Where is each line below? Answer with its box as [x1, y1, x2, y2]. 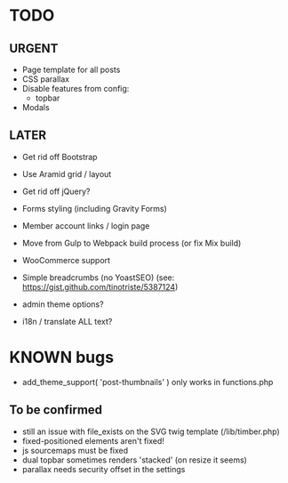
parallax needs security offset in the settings [21, 463, 186, 474]
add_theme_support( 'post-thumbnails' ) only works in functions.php [21, 376, 274, 387]
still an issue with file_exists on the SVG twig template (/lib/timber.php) [21, 426, 280, 437]
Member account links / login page [21, 220, 150, 231]
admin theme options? [21, 299, 104, 310]
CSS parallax [21, 74, 69, 85]
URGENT [9, 41, 59, 56]
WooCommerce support [21, 254, 111, 265]
